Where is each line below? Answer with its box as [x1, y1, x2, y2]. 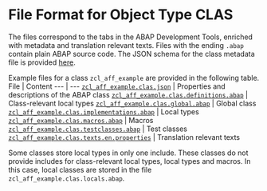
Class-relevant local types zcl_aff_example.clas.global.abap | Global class [8, 98, 257, 108]
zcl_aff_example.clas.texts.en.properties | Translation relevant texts [8, 132, 241, 141]
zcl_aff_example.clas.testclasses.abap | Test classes [8, 124, 187, 133]
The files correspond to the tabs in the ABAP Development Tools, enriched [8, 32, 253, 42]
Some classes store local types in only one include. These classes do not [8, 148, 249, 157]
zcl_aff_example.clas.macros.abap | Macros [8, 115, 154, 125]
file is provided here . [8, 58, 76, 67]
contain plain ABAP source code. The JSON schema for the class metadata [8, 49, 255, 58]
